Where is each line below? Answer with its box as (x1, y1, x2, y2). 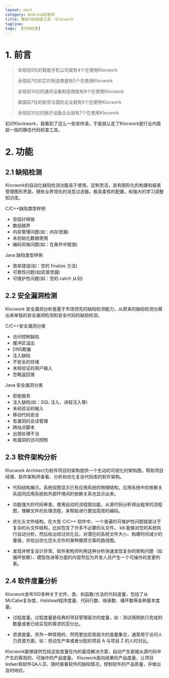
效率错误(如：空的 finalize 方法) (12, 263, 78, 269)
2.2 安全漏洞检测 (5, 292, 57, 300)
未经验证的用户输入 (12, 365, 53, 371)
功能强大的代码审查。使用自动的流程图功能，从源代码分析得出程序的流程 (12, 501, 162, 507)
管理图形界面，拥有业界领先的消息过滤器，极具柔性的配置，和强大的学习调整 (5, 188, 164, 194)
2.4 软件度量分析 (5, 577, 58, 585)
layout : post (5, 7, 33, 13)
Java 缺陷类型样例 (5, 252, 43, 258)
